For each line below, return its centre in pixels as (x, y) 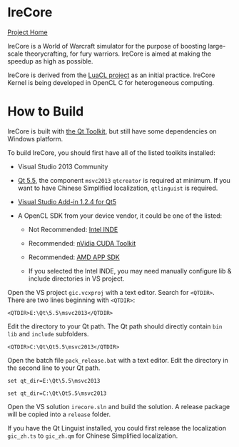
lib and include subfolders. (48, 333)
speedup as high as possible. (50, 61)
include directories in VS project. (76, 278)
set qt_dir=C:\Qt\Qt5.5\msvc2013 (57, 393)
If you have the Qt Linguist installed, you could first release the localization (117, 428)
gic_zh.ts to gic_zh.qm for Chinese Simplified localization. (93, 436)
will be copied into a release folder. (59, 414)
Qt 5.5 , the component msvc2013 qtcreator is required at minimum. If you (124, 180)
